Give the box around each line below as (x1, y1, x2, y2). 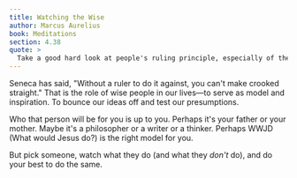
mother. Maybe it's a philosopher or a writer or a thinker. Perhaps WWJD (9, 123, 274, 133)
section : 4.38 (9, 37, 62, 47)
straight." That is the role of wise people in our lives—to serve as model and (9, 87, 286, 98)
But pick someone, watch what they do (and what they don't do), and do (9, 150, 273, 159)
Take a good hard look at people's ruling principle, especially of (17, 54, 275, 63)
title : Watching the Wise (9, 12, 104, 22)
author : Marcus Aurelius (9, 21, 101, 30)
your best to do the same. (9, 159, 103, 169)
